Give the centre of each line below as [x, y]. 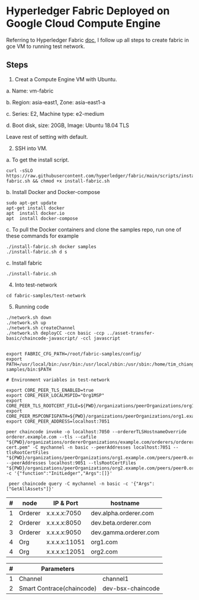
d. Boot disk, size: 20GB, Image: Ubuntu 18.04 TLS [68, 125]
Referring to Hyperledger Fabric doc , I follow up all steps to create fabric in [98, 40]
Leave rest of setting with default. [47, 136]
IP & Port [66, 503]
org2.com [105, 551]
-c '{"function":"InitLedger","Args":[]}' [59, 473]
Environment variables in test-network [61, 380]
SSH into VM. [31, 148]
